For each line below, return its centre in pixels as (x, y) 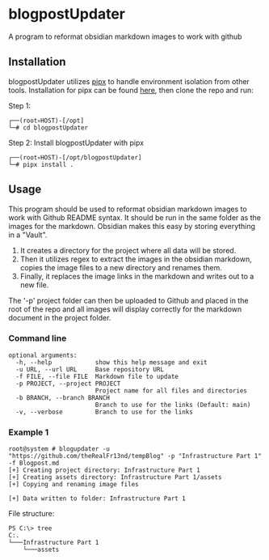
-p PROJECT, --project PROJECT (68, 384)
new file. (34, 285)
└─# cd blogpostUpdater (48, 127)
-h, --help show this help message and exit (111, 362)
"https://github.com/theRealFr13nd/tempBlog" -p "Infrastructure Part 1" (135, 456)
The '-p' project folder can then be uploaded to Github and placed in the (128, 300)
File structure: (32, 514)
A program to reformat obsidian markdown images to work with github (125, 36)
